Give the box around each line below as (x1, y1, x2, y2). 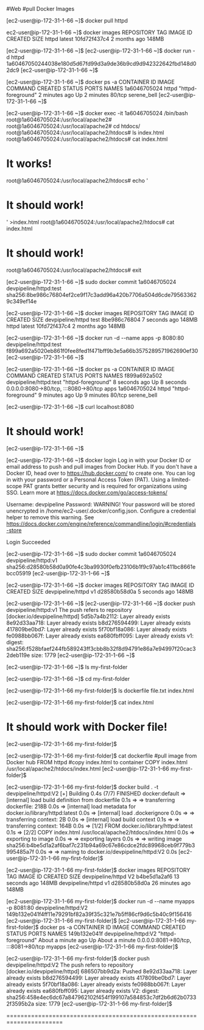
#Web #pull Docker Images (6, 5, 75, 12)
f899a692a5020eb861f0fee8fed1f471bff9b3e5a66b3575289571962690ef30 (6, 347, 199, 354)
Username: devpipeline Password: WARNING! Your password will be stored (6, 500, 195, 508)
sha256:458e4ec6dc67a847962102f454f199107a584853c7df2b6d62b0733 (6, 993, 197, 1001)
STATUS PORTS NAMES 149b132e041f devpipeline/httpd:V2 (6, 929, 157, 937)
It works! (6, 157, 52, 171)
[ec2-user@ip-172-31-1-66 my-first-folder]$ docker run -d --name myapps (6, 897, 195, 904)
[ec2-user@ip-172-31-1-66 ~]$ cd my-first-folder (6, 675, 130, 682)
